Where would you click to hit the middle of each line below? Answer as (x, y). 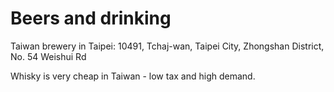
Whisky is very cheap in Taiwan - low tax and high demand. (133, 76)
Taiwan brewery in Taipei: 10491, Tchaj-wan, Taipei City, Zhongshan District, (167, 46)
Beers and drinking (91, 18)
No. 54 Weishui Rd (48, 56)
